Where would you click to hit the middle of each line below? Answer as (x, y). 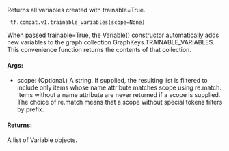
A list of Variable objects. (42, 140)
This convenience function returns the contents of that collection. (99, 50)
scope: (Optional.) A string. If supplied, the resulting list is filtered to (112, 81)
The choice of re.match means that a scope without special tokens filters (120, 102)
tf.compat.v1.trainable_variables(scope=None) (78, 23)
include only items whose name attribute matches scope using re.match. (119, 87)
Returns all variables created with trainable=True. (76, 10)
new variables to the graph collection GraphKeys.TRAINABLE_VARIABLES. (111, 42)
